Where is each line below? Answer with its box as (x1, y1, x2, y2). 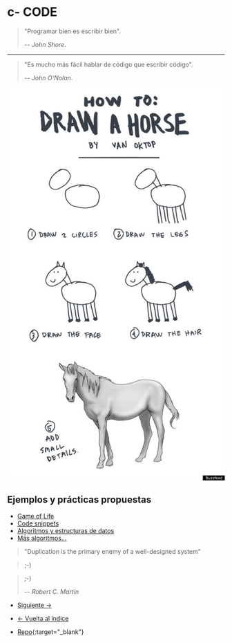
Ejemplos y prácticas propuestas (7, 494, 152, 505)
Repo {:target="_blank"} (17, 628, 84, 636)
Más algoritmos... (17, 534, 67, 543)
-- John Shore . (23, 40, 67, 48)
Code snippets (17, 519, 59, 528)
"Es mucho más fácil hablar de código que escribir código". (23, 60, 193, 68)
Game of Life (17, 512, 55, 521)
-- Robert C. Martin (23, 588, 79, 596)
